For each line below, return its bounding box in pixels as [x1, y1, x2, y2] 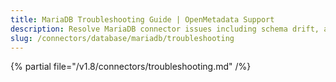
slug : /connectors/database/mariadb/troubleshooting [10, 33, 235, 43]
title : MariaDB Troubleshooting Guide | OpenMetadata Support [10, 14, 275, 25]
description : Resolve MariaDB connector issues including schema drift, [10, 24, 320, 34]
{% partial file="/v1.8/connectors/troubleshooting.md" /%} [10, 61, 252, 73]
